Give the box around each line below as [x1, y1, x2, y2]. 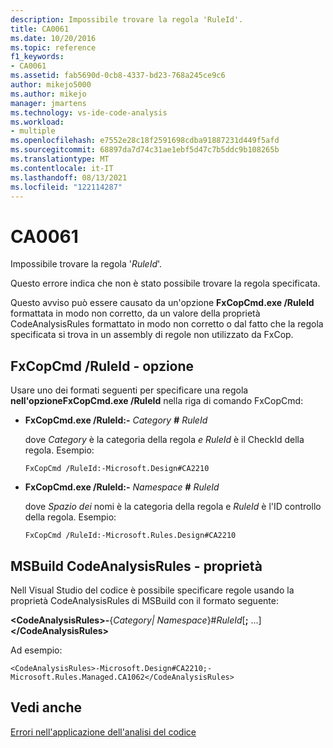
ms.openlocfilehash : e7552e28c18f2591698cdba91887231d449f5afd [10, 136, 280, 146]
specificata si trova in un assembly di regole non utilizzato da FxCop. [10, 329, 294, 341]
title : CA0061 [10, 24, 70, 34]
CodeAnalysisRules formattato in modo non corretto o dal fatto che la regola [10, 318, 324, 330]
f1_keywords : [10, 52, 65, 62]
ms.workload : [10, 117, 65, 127]
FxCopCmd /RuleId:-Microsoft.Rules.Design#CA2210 [24, 531, 237, 541]
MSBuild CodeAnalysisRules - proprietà [10, 557, 263, 575]
